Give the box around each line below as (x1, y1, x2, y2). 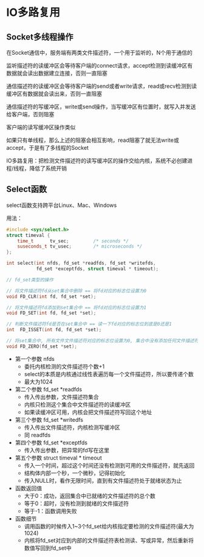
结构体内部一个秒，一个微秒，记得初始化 (24, 469, 126, 477)
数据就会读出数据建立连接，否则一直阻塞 (6, 69, 107, 77)
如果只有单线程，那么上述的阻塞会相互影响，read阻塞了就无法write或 (6, 136, 179, 144)
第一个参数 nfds (15, 355, 55, 362)
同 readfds (24, 431, 51, 438)
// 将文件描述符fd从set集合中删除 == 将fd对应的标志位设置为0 (6, 287, 147, 294)
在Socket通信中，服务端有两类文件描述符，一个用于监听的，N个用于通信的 (6, 49, 193, 56)
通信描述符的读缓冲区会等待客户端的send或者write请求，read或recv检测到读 (6, 83, 197, 89)
